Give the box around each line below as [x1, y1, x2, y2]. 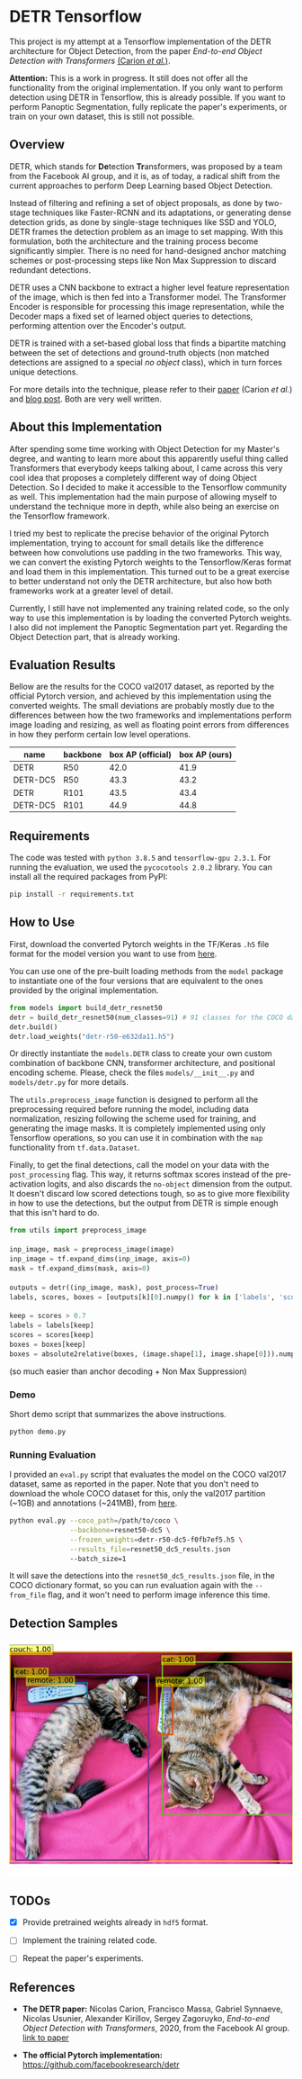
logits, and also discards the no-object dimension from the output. [48, 1179, 293, 1189]
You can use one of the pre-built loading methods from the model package [9, 965, 284, 976]
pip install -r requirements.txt [9, 890, 135, 899]
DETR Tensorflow [9, 6, 142, 27]
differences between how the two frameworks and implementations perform [9, 710, 292, 721]
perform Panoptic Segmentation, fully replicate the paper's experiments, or [9, 101, 288, 112]
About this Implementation [9, 420, 163, 435]
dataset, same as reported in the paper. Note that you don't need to [9, 1478, 259, 1489]
